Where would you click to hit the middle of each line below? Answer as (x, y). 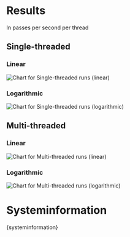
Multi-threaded (36, 126)
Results (26, 11)
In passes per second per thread (48, 27)
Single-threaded (38, 47)
